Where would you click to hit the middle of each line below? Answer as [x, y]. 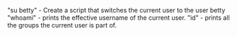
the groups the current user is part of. [62, 25]
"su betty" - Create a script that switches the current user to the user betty [116, 10]
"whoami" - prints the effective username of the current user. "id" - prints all [118, 18]
